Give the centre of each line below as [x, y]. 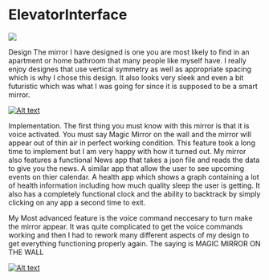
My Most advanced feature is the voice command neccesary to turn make [130, 217]
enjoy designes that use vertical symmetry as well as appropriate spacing [130, 69]
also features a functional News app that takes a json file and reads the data [134, 160]
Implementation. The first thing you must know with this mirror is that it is [129, 125]
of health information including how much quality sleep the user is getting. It [134, 185]
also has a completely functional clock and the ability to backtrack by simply [134, 193]
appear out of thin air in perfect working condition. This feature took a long [132, 143]
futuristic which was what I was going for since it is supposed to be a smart [133, 86]
